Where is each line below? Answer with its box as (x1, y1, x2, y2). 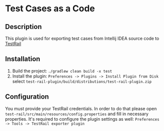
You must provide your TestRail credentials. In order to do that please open (5, 105, 157, 111)
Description (5, 23, 42, 31)
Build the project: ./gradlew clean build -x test (12, 68, 112, 74)
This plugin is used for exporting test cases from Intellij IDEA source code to (5, 35, 159, 41)
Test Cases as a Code (5, 3, 95, 14)
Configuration (5, 93, 49, 101)
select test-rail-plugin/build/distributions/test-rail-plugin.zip (12, 78, 152, 84)
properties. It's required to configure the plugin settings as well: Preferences (5, 116, 160, 122)
